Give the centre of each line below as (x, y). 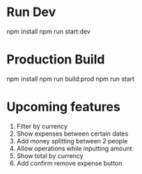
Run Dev (31, 12)
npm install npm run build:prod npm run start (71, 79)
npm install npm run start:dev (49, 31)
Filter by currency (42, 126)
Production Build (56, 60)
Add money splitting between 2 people (72, 141)
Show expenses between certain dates (72, 134)
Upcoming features (64, 107)
